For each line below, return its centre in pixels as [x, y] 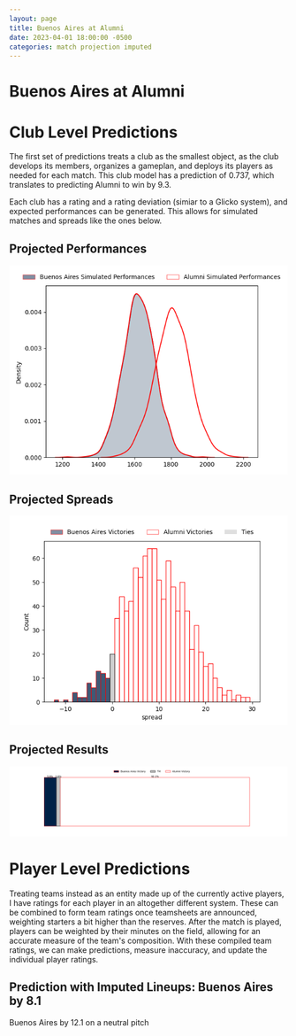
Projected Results [59, 750]
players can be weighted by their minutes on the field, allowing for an [135, 931]
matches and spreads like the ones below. [86, 220]
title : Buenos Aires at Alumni [67, 28]
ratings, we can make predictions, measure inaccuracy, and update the [138, 950]
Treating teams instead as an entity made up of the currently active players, [147, 893]
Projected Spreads [61, 499]
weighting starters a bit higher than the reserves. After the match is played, [146, 922]
